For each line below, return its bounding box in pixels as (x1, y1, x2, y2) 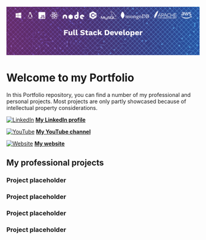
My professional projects (6, 158, 104, 168)
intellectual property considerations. (6, 104, 98, 111)
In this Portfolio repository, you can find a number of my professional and (6, 91, 191, 98)
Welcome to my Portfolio (6, 71, 135, 85)
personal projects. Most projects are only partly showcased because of (6, 98, 186, 105)
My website (34, 139, 65, 147)
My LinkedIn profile (35, 116, 86, 123)
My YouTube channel (36, 128, 91, 135)
